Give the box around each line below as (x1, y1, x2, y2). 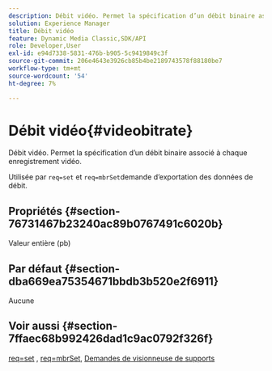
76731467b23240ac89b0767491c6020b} (8, 217, 223, 230)
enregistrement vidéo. (8, 157, 83, 167)
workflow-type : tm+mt (8, 65, 82, 73)
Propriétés (8, 204, 63, 218)
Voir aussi (8, 319, 60, 333)
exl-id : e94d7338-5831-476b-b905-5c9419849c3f (8, 49, 168, 57)
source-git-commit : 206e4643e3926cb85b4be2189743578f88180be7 (8, 57, 223, 65)
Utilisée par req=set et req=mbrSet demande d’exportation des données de (8, 172, 253, 182)
